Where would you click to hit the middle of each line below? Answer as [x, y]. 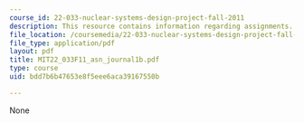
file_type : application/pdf [62, 43]
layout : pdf [32, 52]
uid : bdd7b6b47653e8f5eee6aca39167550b [85, 77]
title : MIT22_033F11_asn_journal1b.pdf [85, 60]
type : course [34, 69]
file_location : [38, 34]
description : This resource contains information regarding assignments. [152, 26]
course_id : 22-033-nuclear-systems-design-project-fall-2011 [127, 18]
